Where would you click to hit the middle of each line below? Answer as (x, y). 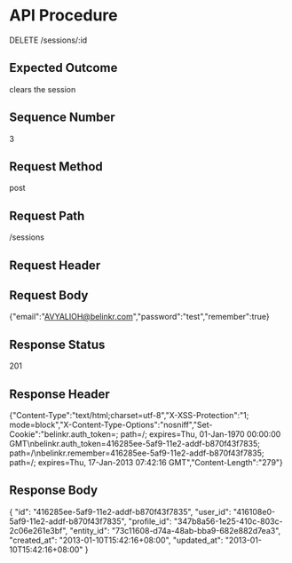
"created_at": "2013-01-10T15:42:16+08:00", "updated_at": (116, 540)
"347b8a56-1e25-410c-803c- (228, 521)
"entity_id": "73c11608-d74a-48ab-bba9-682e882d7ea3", (175, 530)
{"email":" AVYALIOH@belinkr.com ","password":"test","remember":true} (140, 317)
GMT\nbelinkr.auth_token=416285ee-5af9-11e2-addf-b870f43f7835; (134, 444)
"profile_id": (150, 521)
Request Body (49, 295)
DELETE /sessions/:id (48, 40)
